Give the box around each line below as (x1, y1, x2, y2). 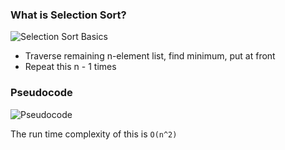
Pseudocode (10, 86, 73, 100)
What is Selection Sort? (10, 8, 127, 22)
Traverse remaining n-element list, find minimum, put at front (24, 50, 276, 62)
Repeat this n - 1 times (24, 61, 117, 73)
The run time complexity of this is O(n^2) (10, 128, 178, 140)
